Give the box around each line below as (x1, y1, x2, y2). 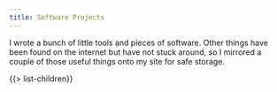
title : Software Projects (9, 12, 104, 22)
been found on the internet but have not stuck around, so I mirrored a (9, 46, 262, 57)
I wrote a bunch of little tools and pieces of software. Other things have (9, 37, 268, 48)
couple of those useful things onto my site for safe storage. (9, 56, 226, 66)
